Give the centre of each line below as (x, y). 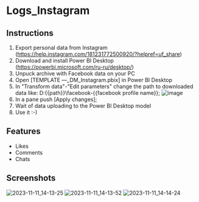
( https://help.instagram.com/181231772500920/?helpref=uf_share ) (99, 54)
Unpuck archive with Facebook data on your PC (75, 73)
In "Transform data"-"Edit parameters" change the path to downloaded (104, 86)
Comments (29, 152)
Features (23, 131)
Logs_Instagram (48, 11)
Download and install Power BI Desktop (65, 61)
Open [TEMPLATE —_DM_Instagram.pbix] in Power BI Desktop (93, 80)
